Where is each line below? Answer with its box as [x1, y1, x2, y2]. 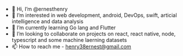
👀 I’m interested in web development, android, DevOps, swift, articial [11, 12, 177, 19]
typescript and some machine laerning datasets [11, 37, 127, 43]
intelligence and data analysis [11, 18, 84, 24]
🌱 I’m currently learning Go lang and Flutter [11, 24, 116, 31]
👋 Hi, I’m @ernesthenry [11, 6, 68, 12]
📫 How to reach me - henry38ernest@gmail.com [11, 43, 131, 50]
